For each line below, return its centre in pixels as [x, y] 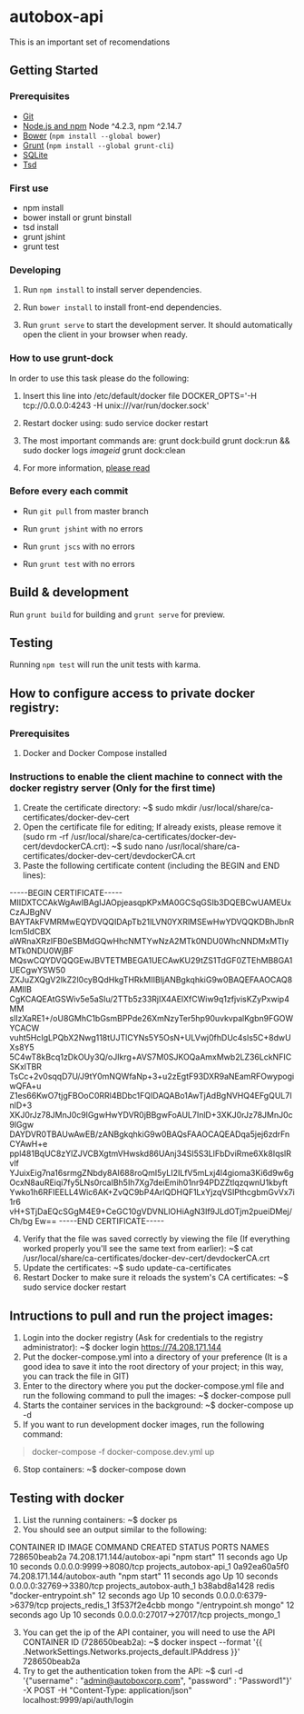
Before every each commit [69, 491]
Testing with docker [67, 1498]
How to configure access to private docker [132, 693]
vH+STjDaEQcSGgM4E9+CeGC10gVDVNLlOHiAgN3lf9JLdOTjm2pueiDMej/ [151, 1211]
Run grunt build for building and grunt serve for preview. [117, 614]
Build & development [69, 593]
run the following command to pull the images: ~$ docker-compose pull [157, 1396]
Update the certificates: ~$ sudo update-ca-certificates [127, 1268]
